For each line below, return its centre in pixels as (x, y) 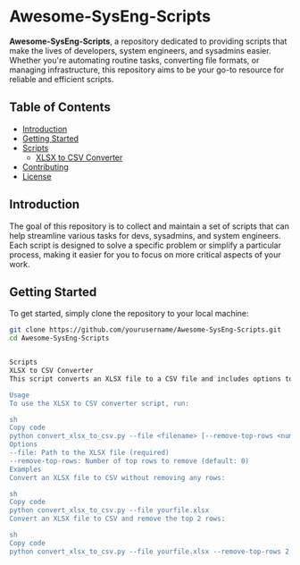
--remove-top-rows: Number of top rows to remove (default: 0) (129, 461)
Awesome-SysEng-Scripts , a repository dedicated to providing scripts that (148, 41)
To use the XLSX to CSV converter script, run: (100, 403)
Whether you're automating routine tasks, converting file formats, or (134, 60)
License (37, 176)
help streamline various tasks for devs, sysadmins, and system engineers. (145, 235)
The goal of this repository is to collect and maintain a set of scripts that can (150, 226)
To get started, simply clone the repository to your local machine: (129, 314)
